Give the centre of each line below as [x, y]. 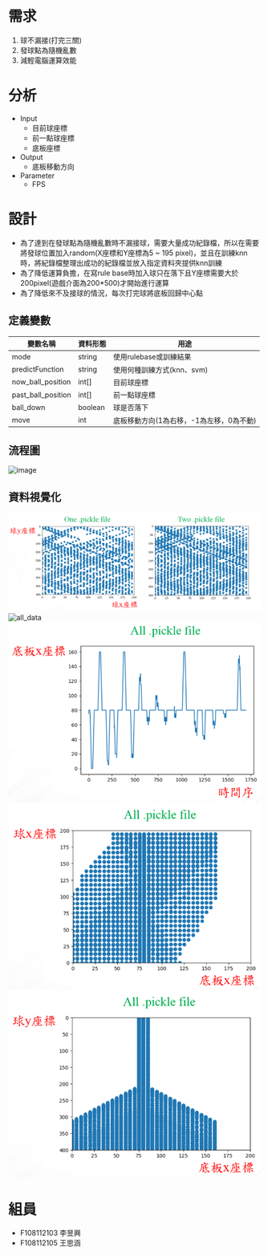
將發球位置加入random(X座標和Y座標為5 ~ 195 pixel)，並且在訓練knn [134, 253]
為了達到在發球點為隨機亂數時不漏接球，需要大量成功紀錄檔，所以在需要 [139, 242]
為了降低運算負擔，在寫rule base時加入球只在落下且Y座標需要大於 [129, 273]
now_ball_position [41, 382]
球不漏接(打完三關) [51, 40]
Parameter [37, 175]
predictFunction [38, 369]
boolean [92, 407]
